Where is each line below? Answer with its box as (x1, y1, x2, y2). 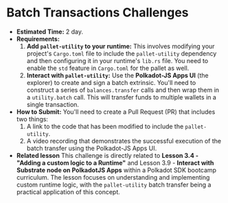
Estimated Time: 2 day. (16, 27, 84, 36)
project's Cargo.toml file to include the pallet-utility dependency (26, 49, 217, 58)
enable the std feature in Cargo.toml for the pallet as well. (26, 64, 190, 72)
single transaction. (26, 100, 80, 108)
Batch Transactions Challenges (6, 5, 190, 21)
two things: (16, 115, 49, 123)
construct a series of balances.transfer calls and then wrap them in (26, 86, 220, 94)
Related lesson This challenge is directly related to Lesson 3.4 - (16, 151, 199, 159)
